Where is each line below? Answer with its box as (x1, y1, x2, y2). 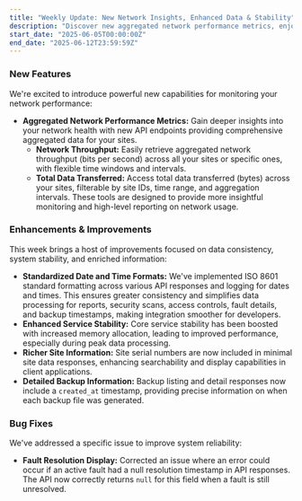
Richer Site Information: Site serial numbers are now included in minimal (22, 347, 293, 357)
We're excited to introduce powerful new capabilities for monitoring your (9, 88, 278, 99)
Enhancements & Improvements (9, 224, 152, 236)
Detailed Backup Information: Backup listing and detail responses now (22, 375, 286, 386)
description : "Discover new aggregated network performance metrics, (9, 22, 276, 31)
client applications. (22, 365, 93, 377)
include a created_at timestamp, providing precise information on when (22, 385, 288, 396)
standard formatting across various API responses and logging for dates (22, 280, 290, 291)
